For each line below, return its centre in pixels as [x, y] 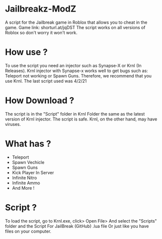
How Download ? [40, 101]
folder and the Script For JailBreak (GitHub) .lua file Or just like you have [77, 226]
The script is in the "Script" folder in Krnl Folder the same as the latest [75, 114]
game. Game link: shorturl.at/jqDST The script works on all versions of [75, 27]
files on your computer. [28, 231]
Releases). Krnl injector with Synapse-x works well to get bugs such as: [76, 71]
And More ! [23, 188]
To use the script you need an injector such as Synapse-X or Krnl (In [73, 65]
